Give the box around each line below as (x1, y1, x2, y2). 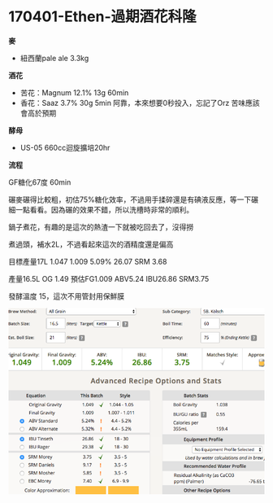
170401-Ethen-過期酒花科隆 (8, 7, 197, 26)
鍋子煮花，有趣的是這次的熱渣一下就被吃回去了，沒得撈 (8, 221, 193, 232)
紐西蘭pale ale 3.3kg (19, 53, 89, 63)
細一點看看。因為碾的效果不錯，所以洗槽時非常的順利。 (8, 204, 193, 214)
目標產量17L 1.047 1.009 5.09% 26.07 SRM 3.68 (8, 256, 167, 266)
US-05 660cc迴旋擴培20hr (19, 142, 110, 152)
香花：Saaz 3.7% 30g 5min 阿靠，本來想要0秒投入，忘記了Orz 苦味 (19, 98, 246, 107)
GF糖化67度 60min (8, 177, 71, 187)
